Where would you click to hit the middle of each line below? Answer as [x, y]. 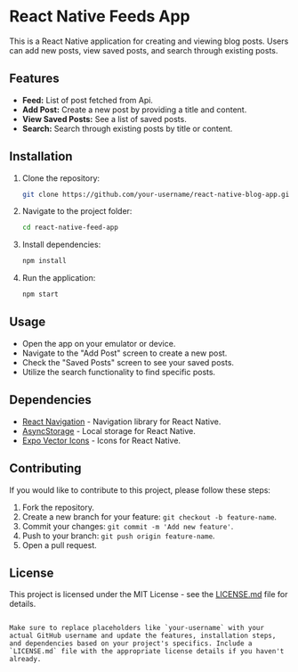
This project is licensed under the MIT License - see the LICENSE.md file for [149, 594]
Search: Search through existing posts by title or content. [127, 128]
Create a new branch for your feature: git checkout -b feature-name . [149, 516]
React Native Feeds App [100, 16]
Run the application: [59, 278]
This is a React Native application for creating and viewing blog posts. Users [149, 41]
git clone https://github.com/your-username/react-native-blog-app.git [157, 194]
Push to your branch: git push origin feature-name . [118, 536]
